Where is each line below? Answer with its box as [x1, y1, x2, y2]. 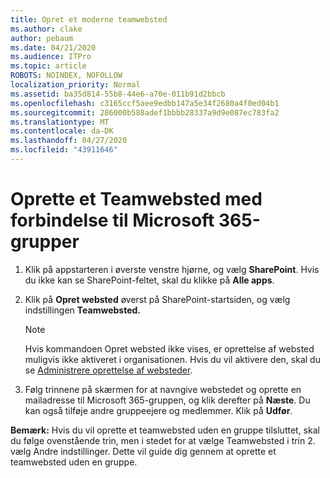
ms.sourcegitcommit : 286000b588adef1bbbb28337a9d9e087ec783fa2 [10, 107, 280, 118]
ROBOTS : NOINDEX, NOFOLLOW [10, 71, 123, 81]
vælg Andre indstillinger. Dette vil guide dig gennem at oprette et [10, 445, 277, 457]
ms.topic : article [10, 61, 87, 71]
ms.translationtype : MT [10, 117, 110, 127]
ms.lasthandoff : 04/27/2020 [10, 136, 128, 146]
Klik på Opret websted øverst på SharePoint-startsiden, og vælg [24, 293, 291, 305]
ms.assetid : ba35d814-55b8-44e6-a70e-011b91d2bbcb [10, 89, 226, 99]
